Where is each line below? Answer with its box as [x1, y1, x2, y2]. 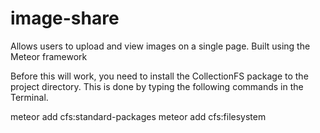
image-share [10, 7, 120, 30]
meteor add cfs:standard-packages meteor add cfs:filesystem [10, 110, 267, 122]
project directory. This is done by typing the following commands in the [10, 80, 304, 92]
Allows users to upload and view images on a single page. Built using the [10, 40, 311, 52]
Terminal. [10, 91, 49, 103]
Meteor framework [10, 50, 88, 62]
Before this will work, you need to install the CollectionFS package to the [10, 70, 309, 82]
